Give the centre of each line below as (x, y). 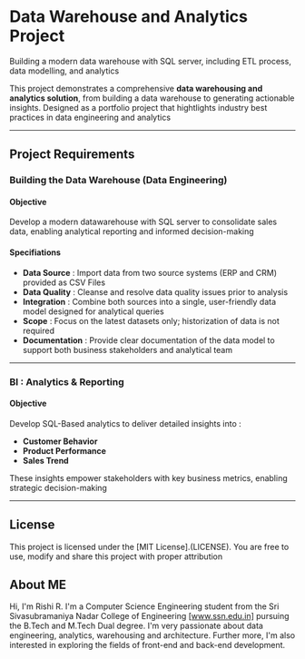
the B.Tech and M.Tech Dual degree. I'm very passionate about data (136, 626)
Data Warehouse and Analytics (128, 17)
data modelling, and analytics (64, 71)
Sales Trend (46, 460)
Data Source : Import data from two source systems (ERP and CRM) (150, 272)
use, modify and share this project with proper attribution (116, 556)
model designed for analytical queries (93, 311)
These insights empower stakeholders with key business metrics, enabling (148, 477)
